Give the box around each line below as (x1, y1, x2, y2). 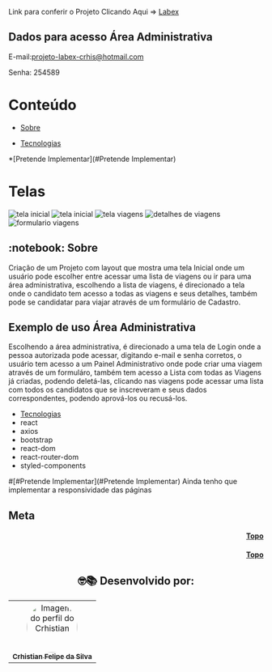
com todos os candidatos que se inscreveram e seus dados (8, 385, 207, 395)
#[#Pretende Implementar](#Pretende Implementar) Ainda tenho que (8, 477, 237, 487)
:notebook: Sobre (8, 241, 99, 255)
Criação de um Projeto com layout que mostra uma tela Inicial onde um (8, 262, 245, 272)
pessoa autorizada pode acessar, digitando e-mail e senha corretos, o (8, 351, 242, 360)
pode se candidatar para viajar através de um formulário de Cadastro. (8, 297, 241, 307)
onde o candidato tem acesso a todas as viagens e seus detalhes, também (8, 288, 257, 298)
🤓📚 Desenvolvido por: (77, 574, 195, 588)
